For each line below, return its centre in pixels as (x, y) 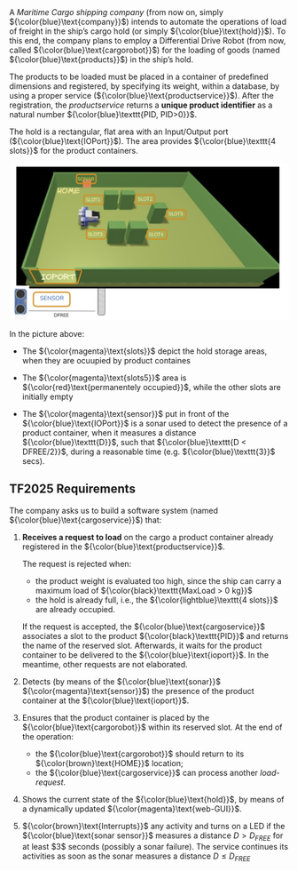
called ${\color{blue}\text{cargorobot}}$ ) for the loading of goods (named (145, 50)
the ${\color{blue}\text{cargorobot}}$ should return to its (140, 754)
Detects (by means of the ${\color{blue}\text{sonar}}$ (121, 681)
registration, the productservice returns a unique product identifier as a (141, 105)
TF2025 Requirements (72, 489)
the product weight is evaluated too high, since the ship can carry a (158, 580)
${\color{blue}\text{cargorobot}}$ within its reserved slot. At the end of (152, 727)
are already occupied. (75, 609)
